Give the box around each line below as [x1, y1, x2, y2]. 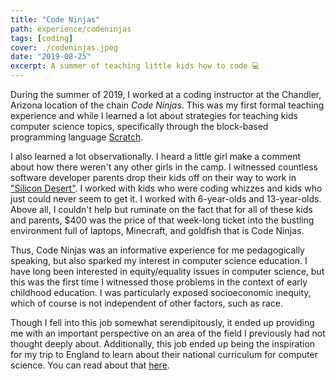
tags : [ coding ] [10, 33, 74, 43]
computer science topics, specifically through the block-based [10, 121, 269, 132]
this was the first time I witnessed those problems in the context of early [10, 276, 308, 288]
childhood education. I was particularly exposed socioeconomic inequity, [10, 287, 312, 298]
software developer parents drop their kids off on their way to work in [10, 172, 297, 183]
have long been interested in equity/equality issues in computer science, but [10, 266, 325, 277]
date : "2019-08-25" [10, 52, 92, 62]
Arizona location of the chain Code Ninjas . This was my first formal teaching [10, 99, 325, 111]
